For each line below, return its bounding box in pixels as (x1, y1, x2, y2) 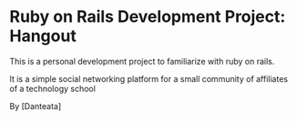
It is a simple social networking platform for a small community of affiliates (9, 73, 289, 84)
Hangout (9, 25, 77, 46)
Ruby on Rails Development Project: (9, 6, 286, 27)
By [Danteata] (9, 100, 62, 111)
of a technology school (9, 83, 96, 94)
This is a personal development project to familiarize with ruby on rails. (9, 55, 275, 66)
